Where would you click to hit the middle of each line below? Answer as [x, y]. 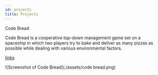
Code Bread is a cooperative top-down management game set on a [73, 38]
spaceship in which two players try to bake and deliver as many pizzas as [79, 43]
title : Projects [22, 14]
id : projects [18, 10]
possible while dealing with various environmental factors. [64, 48]
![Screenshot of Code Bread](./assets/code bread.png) [60, 67]
